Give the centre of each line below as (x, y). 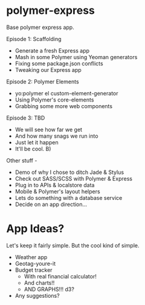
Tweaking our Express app (48, 69)
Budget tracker (34, 270)
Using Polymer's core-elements (54, 100)
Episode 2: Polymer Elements (43, 82)
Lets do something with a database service (69, 197)
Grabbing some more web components (64, 106)
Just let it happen (37, 142)
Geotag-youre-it (35, 263)
